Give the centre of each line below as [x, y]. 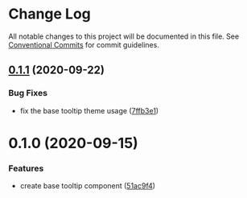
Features [26, 168]
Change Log [49, 14]
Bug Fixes [28, 93]
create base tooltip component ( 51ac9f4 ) [87, 186]
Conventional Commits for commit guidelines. [84, 44]
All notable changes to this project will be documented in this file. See [124, 36]
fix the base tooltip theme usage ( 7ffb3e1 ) [89, 110]
